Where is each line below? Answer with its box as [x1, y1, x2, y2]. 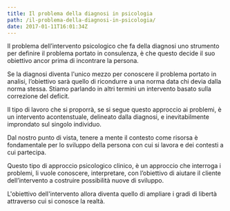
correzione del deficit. [7, 92, 70, 100]
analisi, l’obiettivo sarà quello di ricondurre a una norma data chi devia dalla [7, 77, 222, 86]
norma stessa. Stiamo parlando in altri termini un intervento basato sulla [7, 84, 212, 93]
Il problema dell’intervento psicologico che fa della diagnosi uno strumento [7, 42, 220, 51]
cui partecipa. [7, 148, 47, 156]
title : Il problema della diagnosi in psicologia [7, 10, 153, 17]
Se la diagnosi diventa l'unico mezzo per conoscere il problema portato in [7, 70, 217, 78]
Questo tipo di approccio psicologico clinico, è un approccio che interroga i [7, 162, 221, 170]
